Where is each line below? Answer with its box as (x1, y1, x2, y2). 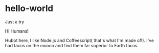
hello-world (5, 3, 54, 14)
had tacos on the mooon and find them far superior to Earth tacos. (5, 42, 138, 48)
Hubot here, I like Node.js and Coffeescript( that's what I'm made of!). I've (5, 37, 154, 43)
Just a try (5, 19, 24, 25)
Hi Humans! (5, 28, 29, 34)
